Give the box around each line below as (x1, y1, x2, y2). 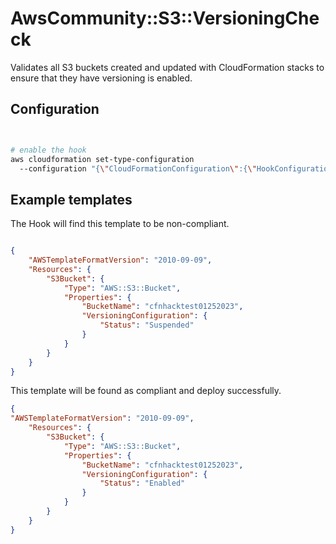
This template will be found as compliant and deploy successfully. (10, 385, 282, 397)
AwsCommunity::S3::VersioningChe (10, 7, 320, 30)
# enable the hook (10, 145, 87, 155)
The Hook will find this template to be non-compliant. (10, 218, 230, 230)
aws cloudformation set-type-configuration (10, 154, 195, 164)
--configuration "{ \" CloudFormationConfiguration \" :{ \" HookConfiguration (19, 163, 333, 174)
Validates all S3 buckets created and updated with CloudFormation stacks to (10, 61, 325, 73)
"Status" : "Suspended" (99, 320, 195, 331)
